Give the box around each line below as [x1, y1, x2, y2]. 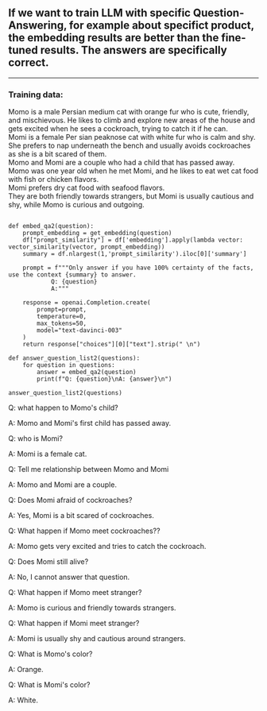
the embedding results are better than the [8, 31, 219, 44]
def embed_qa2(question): [8, 222, 94, 230]
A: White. [8, 695, 38, 705]
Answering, [8, 19, 68, 33]
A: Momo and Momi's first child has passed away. [8, 419, 172, 428]
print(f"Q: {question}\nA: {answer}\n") [37, 375, 172, 384]
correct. [8, 56, 49, 70]
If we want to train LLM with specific [8, 6, 191, 20]
